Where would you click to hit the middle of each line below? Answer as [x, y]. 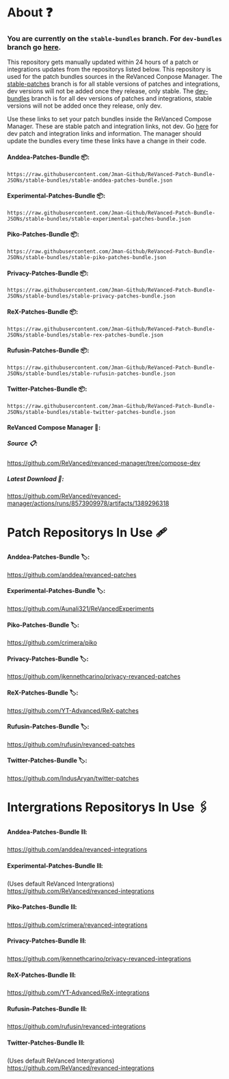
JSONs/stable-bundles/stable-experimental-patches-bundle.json [99, 219]
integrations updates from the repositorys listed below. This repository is [109, 69]
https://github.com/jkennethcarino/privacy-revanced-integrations [99, 959]
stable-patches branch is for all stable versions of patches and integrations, [113, 84]
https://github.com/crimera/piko [52, 643]
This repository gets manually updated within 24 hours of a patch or [103, 62]
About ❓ [30, 13]
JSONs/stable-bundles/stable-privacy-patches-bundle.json [91, 296]
